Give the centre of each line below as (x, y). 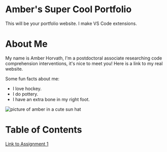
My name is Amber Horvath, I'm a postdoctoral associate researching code (84, 58)
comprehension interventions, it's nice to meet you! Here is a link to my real (84, 63)
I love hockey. (27, 88)
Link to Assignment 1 (27, 144)
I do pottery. (25, 94)
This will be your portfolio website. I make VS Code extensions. (71, 23)
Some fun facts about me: (32, 79)
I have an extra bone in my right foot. (51, 99)
